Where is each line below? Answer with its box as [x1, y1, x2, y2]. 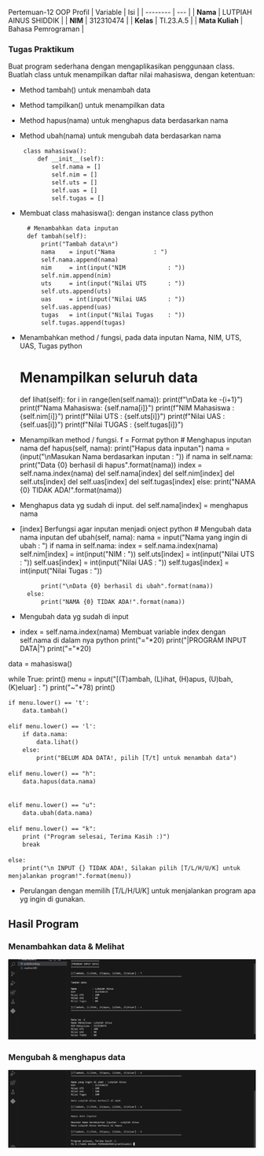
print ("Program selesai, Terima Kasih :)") [22, 833, 170, 841]
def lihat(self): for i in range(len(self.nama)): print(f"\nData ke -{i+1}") [19, 395, 244, 405]
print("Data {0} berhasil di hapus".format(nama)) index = [19, 461, 203, 470]
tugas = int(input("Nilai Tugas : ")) [40, 311, 186, 319]
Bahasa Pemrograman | [8, 24, 84, 33]
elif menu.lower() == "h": [8, 770, 97, 778]
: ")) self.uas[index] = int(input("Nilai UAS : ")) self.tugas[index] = [19, 558, 229, 567]
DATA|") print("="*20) [19, 644, 92, 654]
